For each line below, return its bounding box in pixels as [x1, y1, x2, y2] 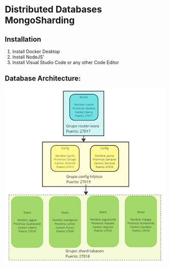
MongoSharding [5, 14, 75, 26]
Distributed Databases [5, 4, 103, 15]
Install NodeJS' [12, 54, 44, 60]
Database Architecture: [5, 74, 81, 83]
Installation [5, 35, 41, 44]
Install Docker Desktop [12, 49, 60, 54]
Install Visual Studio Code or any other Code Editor [12, 59, 119, 65]
